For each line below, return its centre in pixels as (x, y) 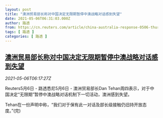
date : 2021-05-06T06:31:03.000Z (38, 18)
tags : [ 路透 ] (20, 32)
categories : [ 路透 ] (26, 37)
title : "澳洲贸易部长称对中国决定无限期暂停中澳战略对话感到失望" (64, 14)
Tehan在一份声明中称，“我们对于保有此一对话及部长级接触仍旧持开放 (74, 104)
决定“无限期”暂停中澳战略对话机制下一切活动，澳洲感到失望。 (71, 94)
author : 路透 (17, 23)
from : (10, 28)
